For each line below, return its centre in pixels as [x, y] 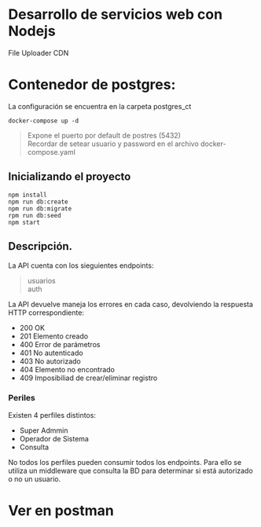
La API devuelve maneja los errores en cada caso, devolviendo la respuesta [131, 304]
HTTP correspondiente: [46, 313]
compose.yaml [51, 152]
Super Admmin [44, 430]
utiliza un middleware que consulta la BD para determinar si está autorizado [130, 470]
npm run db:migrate [40, 209]
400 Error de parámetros [60, 344]
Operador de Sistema [54, 438]
